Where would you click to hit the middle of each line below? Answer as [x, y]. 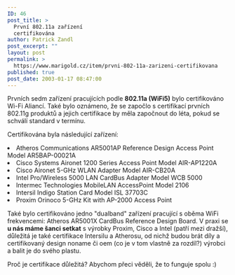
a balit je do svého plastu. [44, 251]
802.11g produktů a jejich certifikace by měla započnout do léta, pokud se [113, 113]
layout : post [26, 53]
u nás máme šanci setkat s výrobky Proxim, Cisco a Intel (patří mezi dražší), [117, 229]
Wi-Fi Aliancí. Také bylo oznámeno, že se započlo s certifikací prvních [109, 106]
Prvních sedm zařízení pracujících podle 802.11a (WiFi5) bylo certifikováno [116, 99]
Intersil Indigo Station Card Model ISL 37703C [82, 192]
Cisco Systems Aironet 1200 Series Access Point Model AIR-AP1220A [117, 163]
